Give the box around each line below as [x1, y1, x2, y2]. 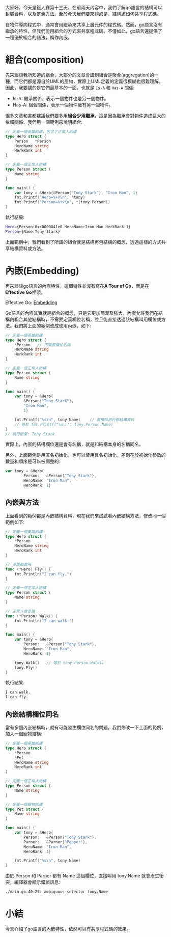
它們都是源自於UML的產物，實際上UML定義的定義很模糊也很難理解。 [18, 78, 163, 84]
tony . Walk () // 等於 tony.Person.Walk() [14, 660, 104, 666]
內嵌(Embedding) [5, 265, 80, 277]
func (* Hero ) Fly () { [5, 567, 51, 572]
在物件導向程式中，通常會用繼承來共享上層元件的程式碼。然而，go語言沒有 [5, 22, 162, 27]
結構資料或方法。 [9, 245, 46, 251]
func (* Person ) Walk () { [5, 613, 58, 619]
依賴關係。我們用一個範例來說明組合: [5, 119, 83, 125]
